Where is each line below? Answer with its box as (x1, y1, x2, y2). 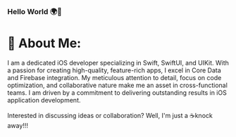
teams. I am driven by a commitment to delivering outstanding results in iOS (7, 88, 227, 97)
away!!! (7, 121, 28, 129)
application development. (7, 96, 81, 104)
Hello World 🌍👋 (7, 6, 62, 16)
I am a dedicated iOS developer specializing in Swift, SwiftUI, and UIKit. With (7, 58, 229, 67)
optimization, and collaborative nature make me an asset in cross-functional (7, 81, 228, 89)
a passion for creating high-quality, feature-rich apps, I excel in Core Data (7, 66, 222, 74)
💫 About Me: (7, 35, 82, 51)
